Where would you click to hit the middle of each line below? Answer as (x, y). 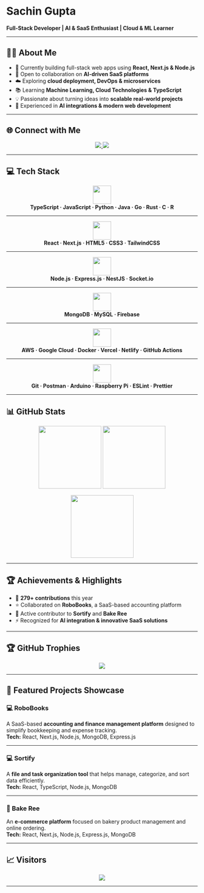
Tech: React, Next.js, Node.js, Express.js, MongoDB (71, 835)
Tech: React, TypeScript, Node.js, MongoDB (62, 787)
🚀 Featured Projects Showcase (65, 691)
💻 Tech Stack (33, 171)
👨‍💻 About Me (32, 53)
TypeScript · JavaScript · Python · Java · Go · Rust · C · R (102, 207)
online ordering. (26, 828)
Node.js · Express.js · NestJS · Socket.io (102, 279)
